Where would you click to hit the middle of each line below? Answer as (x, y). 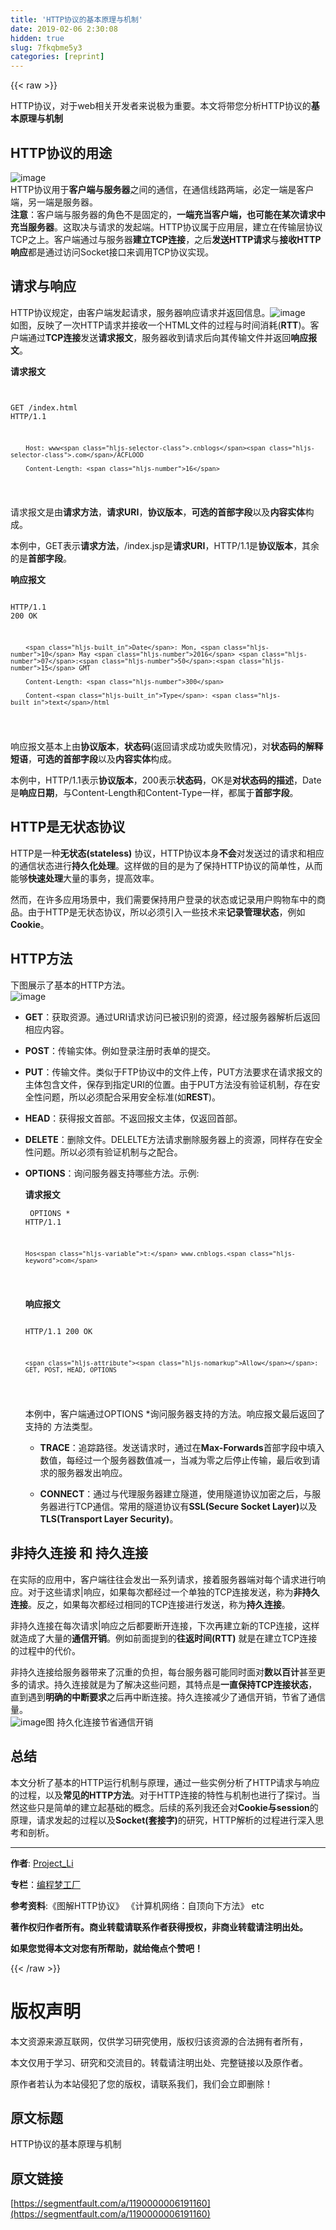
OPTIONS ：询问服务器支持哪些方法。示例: (112, 1173)
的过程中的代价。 (45, 1650)
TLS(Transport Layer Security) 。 (109, 1519)
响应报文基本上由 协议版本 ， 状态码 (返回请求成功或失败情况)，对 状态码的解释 (167, 747)
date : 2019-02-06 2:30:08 (64, 29)
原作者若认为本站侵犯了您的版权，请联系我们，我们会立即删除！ (141, 2083)
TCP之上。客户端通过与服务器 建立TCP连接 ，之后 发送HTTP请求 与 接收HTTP (166, 239)
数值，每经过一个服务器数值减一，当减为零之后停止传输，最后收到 (175, 1460)
